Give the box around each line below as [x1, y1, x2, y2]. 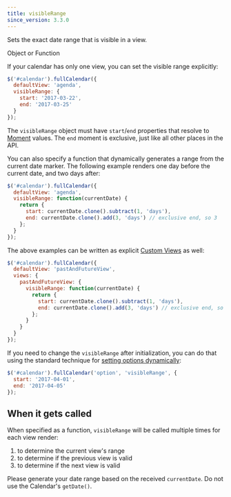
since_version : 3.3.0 [7, 17, 70, 23]
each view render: [7, 434, 59, 442]
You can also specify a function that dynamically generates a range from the [7, 154, 224, 163]
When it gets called [7, 407, 92, 419]
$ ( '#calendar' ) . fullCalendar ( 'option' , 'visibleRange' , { [7, 369, 177, 376]
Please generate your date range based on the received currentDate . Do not [7, 475, 223, 483]
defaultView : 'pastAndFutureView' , [13, 266, 116, 273]
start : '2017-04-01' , [13, 376, 76, 383]
